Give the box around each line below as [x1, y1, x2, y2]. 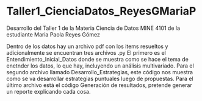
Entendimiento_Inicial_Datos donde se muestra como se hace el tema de [6, 55, 189, 63]
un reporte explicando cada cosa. [6, 88, 91, 95]
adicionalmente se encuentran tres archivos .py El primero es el [6, 49, 167, 56]
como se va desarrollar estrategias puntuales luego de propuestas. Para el [6, 75, 193, 82]
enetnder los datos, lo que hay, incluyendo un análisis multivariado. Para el [6, 62, 194, 69]
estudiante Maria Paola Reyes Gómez [6, 30, 101, 38]
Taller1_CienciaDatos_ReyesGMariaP [6, 4, 197, 18]
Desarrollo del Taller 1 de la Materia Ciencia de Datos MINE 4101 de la [6, 24, 181, 32]
